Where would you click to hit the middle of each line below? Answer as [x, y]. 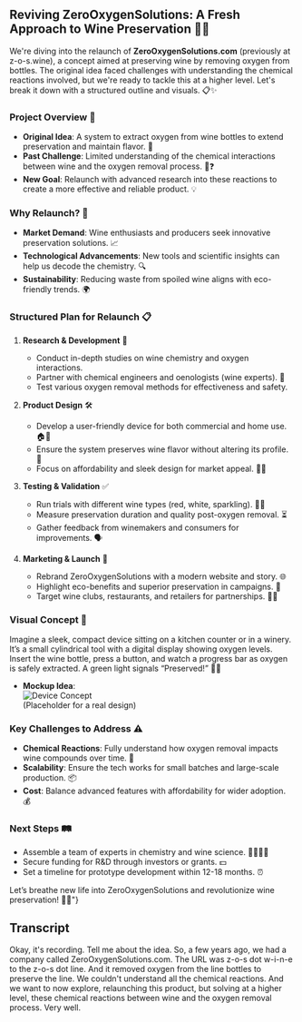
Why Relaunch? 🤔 [49, 213]
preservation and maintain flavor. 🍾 [88, 147]
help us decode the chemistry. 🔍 [84, 266]
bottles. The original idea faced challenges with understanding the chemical [151, 70]
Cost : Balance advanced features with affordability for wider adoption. [154, 791]
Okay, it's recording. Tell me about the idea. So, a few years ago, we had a [148, 950]
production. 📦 [49, 778]
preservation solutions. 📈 [71, 243]
